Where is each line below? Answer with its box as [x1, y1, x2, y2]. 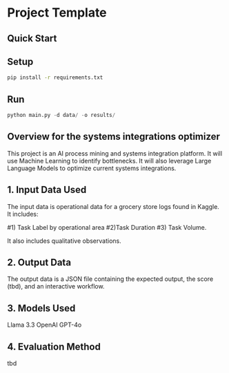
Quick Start [7, 33, 57, 44]
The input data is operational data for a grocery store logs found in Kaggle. [7, 202, 219, 210]
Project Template [7, 5, 107, 21]
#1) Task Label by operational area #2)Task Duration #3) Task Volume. [7, 223, 207, 231]
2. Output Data [7, 256, 71, 268]
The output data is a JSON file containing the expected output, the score [7, 275, 214, 283]
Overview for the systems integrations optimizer [7, 131, 221, 143]
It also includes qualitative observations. [7, 237, 122, 245]
